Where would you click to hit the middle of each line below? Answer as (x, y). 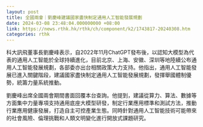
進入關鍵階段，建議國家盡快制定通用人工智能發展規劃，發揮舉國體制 (101, 75)
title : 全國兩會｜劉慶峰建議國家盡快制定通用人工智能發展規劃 (74, 18)
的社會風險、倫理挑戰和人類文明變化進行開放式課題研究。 (78, 118)
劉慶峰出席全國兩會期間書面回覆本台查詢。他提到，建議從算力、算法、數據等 (101, 96)
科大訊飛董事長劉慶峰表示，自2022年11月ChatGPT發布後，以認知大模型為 (98, 53)
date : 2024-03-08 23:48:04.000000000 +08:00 (63, 23)
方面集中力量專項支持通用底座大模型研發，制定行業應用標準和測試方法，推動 (101, 103)
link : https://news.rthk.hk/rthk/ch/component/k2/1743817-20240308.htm (98, 29)
